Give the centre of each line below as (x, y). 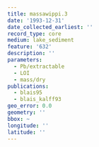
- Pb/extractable (39, 66)
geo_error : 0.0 (30, 106)
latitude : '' (27, 132)
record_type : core (34, 34)
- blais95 (28, 93)
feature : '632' (30, 47)
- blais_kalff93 (37, 100)
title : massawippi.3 (38, 14)
